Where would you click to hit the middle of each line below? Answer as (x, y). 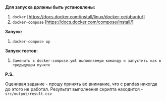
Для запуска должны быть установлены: (50, 7)
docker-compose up (31, 42)
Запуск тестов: (22, 51)
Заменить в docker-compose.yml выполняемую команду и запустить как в (87, 61)
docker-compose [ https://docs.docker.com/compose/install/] (73, 22)
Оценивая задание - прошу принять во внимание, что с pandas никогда (81, 84)
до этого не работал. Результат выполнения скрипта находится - (74, 89)
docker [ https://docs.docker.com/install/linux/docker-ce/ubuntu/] (79, 17)
